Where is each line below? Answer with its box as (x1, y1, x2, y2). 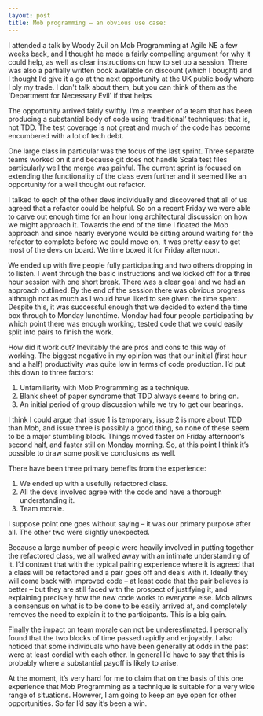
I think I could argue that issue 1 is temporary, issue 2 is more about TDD (8, 415, 243, 424)
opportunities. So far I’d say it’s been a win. (8, 698, 148, 708)
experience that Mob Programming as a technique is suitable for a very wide (8, 681, 255, 691)
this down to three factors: (8, 367, 94, 377)
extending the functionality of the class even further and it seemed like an (8, 171, 247, 181)
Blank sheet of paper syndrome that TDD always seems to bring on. (19, 391, 239, 400)
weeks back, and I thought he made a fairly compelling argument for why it (8, 49, 250, 58)
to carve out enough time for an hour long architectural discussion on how (8, 212, 248, 221)
